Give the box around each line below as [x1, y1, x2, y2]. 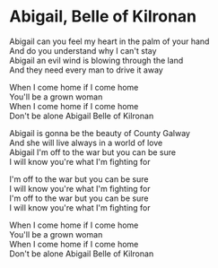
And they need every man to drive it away [9, 65, 163, 75]
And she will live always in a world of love [9, 137, 163, 148]
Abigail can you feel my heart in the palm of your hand [9, 36, 210, 47]
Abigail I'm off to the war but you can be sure [9, 146, 177, 158]
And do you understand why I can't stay [9, 45, 157, 56]
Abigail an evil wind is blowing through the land [9, 55, 184, 65]
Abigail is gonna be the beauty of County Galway [9, 127, 191, 138]
